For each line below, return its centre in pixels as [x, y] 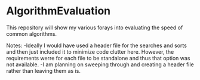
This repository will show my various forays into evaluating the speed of [95, 27]
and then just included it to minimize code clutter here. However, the [90, 51]
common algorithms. [32, 33]
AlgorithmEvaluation [59, 11]
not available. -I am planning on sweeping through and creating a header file [100, 64]
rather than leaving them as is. [43, 70]
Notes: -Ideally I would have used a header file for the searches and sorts [96, 45]
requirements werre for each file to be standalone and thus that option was [98, 58]
